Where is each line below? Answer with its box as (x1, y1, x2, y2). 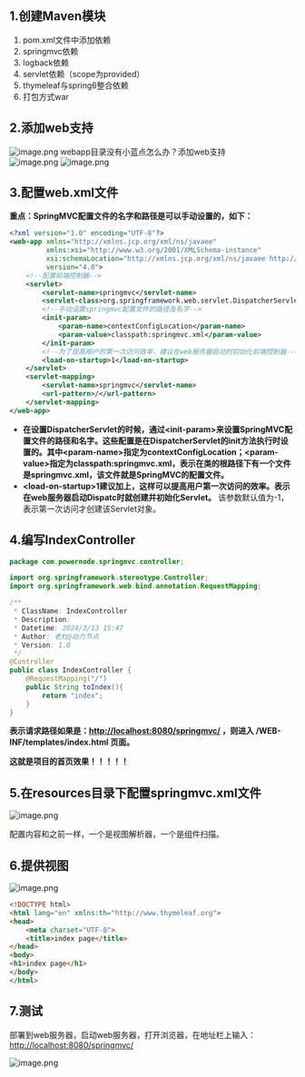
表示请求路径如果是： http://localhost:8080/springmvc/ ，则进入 (9, 726, 254, 736)
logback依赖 (22, 57, 70, 68)
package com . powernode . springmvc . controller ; (9, 557, 184, 566)
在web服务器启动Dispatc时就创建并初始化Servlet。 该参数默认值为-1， (22, 491, 289, 502)
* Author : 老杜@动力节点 (13, 632, 100, 641)
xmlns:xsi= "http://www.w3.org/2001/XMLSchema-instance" (45, 246, 261, 255)
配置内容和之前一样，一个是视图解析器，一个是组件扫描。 (9, 829, 224, 840)
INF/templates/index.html (9, 736, 109, 747)
